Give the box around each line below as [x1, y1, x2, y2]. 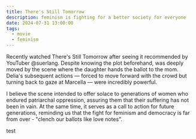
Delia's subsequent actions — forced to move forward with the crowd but [6, 72, 187, 79]
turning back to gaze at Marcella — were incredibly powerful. [6, 78, 158, 86]
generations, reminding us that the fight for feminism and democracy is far [6, 109, 190, 116]
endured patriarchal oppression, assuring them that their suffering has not [6, 96, 189, 104]
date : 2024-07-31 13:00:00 [6, 20, 74, 26]
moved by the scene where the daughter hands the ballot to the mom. [6, 66, 179, 72]
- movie [11, 31, 31, 37]
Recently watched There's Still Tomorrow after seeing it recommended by [6, 53, 188, 60]
